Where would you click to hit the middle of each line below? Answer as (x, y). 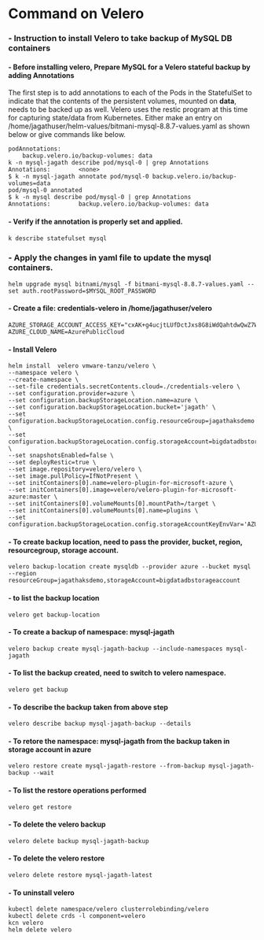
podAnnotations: (35, 149)
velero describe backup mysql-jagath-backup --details (100, 724)
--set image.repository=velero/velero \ (75, 469)
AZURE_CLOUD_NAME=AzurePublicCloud (66, 332)
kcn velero (26, 923)
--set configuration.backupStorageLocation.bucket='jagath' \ (112, 407)
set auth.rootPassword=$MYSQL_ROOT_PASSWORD (82, 291)
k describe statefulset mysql (58, 238)
